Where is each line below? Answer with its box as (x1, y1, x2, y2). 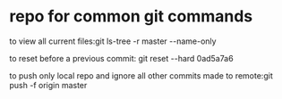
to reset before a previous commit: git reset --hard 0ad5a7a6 (9, 53, 235, 63)
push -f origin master (9, 79, 88, 90)
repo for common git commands (9, 6, 253, 27)
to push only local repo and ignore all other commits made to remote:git (9, 70, 273, 81)
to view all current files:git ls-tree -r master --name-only (9, 36, 217, 46)
